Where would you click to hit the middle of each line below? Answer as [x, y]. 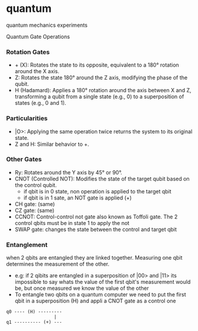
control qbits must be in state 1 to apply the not [72, 223]
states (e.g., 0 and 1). [40, 103]
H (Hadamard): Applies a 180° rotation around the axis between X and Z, [103, 90]
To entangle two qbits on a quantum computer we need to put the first [100, 295]
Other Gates [24, 160]
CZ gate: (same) [34, 210]
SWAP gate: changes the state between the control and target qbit [96, 229]
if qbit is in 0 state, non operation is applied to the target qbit [98, 191]
